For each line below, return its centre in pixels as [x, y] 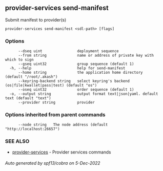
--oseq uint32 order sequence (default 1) [76, 90]
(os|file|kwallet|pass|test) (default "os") [51, 85]
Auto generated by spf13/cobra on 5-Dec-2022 [53, 163]
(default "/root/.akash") [31, 77]
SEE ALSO [17, 141]
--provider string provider [56, 103]
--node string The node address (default [63, 125]
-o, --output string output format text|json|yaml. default [84, 94]
